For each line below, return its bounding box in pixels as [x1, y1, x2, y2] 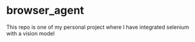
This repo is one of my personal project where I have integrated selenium [6, 23, 190, 31]
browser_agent [6, 4, 84, 17]
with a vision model [6, 29, 55, 37]
